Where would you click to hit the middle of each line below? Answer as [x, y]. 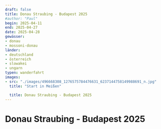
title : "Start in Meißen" [36, 86]
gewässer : [15, 37]
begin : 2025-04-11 [23, 23]
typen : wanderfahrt [25, 73]
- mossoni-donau [21, 46]
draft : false [18, 9]
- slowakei [16, 64]
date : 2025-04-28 [22, 32]
